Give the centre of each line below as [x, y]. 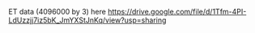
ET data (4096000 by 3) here [57, 12]
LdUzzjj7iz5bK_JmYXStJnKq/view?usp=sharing [87, 20]
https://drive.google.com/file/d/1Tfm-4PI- [177, 12]
